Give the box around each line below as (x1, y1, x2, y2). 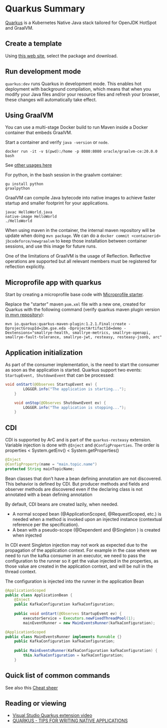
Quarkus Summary (5, 3, 85, 15)
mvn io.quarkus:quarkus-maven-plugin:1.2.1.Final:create (5, 322, 126, 327)
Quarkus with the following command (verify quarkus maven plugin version (5, 307, 160, 313)
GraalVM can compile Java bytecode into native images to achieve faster (5, 195, 156, 201)
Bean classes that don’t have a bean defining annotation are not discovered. (5, 475, 162, 481)
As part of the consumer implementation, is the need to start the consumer (5, 362, 159, 367)
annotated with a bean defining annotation (5, 492, 92, 498)
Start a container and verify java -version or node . (5, 139, 109, 145)
